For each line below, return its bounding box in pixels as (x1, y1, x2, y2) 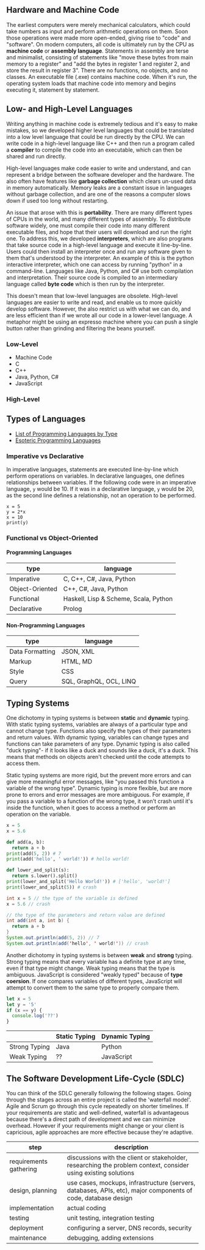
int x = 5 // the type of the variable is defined (6, 895, 138, 901)
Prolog (63, 605, 82, 613)
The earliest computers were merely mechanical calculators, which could (6, 21, 190, 28)
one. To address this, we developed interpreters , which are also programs (6, 235, 193, 242)
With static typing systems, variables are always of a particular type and (6, 721, 188, 728)
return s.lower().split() (12, 873, 78, 879)
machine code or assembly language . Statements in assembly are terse (6, 47, 189, 54)
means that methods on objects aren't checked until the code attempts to (6, 753, 191, 761)
